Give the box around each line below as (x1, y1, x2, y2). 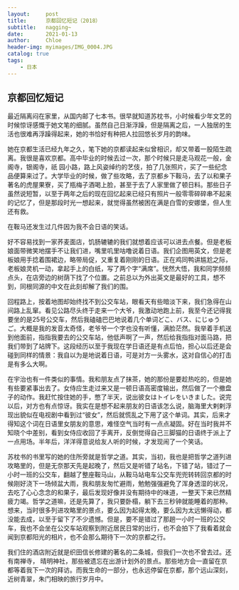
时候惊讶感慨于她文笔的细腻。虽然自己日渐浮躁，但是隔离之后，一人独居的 (7, 121, 225, 129)
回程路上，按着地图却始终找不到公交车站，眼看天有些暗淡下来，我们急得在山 (7, 297, 232, 306)
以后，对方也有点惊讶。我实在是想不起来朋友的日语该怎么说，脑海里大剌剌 (7, 402, 225, 410)
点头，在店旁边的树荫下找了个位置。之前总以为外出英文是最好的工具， (7, 273, 213, 282)
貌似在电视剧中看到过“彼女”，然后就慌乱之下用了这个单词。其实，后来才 (19, 411, 231, 419)
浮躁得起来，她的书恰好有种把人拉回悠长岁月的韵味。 (38, 130, 194, 138)
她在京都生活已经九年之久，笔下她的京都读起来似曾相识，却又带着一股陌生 (7, 145, 225, 153)
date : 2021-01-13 (7, 30, 78, 38)
